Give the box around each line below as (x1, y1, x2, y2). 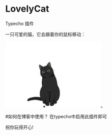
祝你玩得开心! (5, 124, 34, 130)
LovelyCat (5, 3, 49, 15)
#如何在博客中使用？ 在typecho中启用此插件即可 (5, 113, 107, 119)
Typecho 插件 (5, 20, 34, 26)
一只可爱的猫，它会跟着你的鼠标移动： (5, 31, 86, 37)
